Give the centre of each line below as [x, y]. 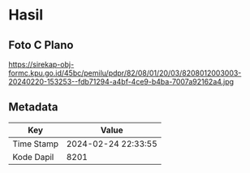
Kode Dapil [33, 157]
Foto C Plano [41, 45]
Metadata [33, 107]
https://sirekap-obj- [41, 64]
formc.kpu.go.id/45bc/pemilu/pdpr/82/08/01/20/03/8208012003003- [125, 73]
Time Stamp [36, 144]
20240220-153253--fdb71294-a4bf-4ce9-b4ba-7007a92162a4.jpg [121, 82]
